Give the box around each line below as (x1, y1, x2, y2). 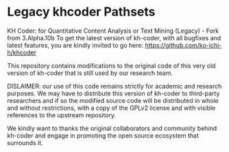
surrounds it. (7, 138, 43, 147)
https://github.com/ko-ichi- (145, 41, 222, 49)
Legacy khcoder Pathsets (7, 4, 156, 20)
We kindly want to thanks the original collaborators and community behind (7, 124, 217, 132)
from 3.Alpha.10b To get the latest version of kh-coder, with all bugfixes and (7, 33, 221, 42)
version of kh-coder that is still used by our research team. (7, 69, 173, 77)
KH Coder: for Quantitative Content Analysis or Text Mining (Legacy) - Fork (7, 27, 219, 35)
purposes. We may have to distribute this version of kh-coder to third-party (7, 89, 220, 97)
